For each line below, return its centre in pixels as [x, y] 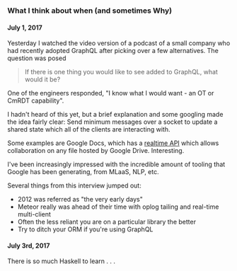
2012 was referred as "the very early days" [80, 200]
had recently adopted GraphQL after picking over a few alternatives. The [113, 51]
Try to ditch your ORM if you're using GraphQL [85, 229]
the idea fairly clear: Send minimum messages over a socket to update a [112, 122]
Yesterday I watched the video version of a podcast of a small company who [119, 43]
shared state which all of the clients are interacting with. [89, 129]
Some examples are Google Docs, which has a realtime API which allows [113, 143]
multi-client [34, 214]
